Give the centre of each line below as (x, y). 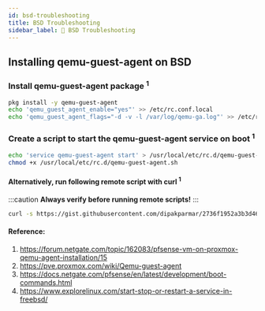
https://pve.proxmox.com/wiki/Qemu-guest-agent (101, 265)
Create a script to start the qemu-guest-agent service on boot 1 (132, 138)
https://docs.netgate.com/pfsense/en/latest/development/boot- (123, 274)
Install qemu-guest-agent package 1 (79, 85)
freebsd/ (34, 299)
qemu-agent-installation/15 (63, 257)
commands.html (46, 282)
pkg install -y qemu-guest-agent (63, 102)
